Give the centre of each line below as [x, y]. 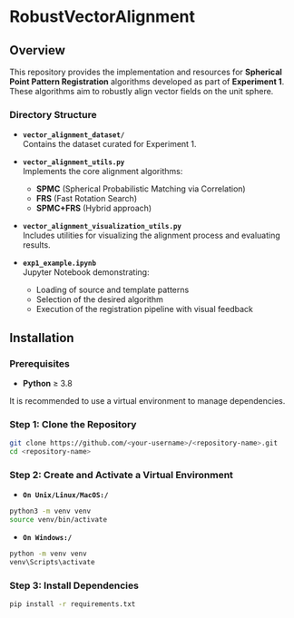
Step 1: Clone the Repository [73, 424]
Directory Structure [53, 114]
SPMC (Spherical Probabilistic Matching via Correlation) [141, 189]
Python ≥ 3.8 [47, 383]
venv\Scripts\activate [52, 562]
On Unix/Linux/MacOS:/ [65, 495]
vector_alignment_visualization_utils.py [102, 227]
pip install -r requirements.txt [73, 604]
